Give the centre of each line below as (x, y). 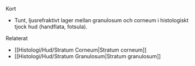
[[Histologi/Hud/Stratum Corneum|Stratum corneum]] (80, 50)
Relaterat (17, 38)
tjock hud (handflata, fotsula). (51, 27)
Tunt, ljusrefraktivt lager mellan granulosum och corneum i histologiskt (101, 20)
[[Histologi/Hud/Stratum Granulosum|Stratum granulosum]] (88, 56)
